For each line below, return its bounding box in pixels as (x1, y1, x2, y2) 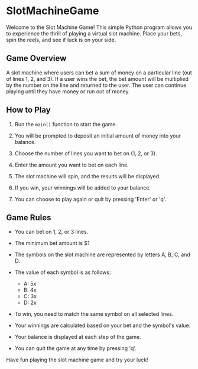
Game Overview (6, 53, 67, 63)
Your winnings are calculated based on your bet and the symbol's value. (14, 322, 191, 329)
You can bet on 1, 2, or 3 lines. (14, 228, 89, 236)
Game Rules (6, 213, 51, 223)
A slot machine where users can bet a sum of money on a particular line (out (6, 69, 192, 76)
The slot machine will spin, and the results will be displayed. (14, 172, 161, 179)
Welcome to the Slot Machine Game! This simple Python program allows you (6, 24, 193, 31)
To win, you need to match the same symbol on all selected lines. (14, 311, 174, 318)
